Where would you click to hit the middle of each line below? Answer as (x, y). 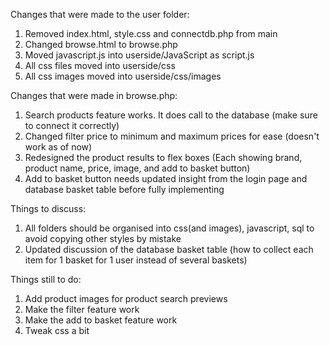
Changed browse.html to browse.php (101, 44)
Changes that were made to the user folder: (100, 14)
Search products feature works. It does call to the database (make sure (171, 115)
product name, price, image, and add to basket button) (137, 168)
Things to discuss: (48, 208)
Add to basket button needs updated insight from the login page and (166, 178)
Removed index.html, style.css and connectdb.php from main (151, 33)
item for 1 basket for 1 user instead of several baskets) (136, 260)
